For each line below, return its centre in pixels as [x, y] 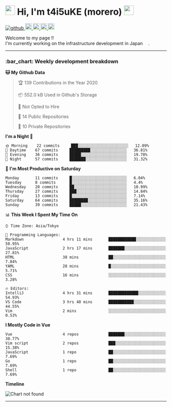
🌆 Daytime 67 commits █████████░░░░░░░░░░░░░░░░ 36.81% [76, 150]
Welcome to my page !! [30, 38]
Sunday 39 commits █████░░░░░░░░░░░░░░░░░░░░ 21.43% [76, 205]
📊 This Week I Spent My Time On [41, 215]
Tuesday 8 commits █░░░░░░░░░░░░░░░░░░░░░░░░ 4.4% [74, 183]
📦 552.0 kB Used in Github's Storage [57, 95]
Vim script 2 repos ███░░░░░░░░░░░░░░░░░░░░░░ [86, 343]
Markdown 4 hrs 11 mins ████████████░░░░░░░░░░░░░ [86, 240]
